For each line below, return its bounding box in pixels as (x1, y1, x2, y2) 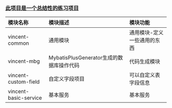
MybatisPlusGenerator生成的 (48, 54, 118, 61)
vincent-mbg (8, 58, 40, 65)
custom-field (8, 78, 40, 85)
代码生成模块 (129, 58, 160, 65)
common (8, 40, 29, 47)
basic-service (8, 94, 42, 101)
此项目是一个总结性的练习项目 (5, 4, 79, 11)
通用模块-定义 (129, 29, 164, 37)
